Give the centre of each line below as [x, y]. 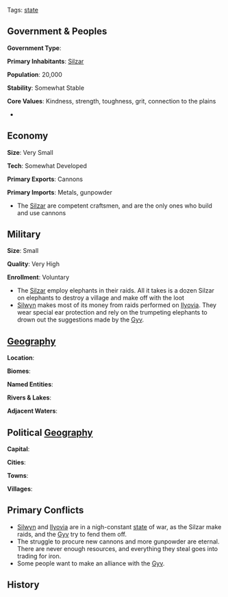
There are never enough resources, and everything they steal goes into [117, 548]
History [23, 585]
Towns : [18, 476]
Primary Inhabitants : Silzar [46, 61]
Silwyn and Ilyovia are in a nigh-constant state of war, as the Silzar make [119, 526]
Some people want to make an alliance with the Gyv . [91, 563]
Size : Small [23, 251]
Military [24, 235]
